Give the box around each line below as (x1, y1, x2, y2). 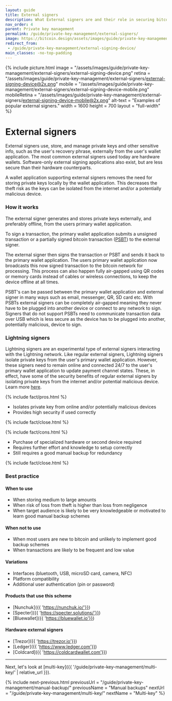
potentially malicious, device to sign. (5, 321, 82, 327)
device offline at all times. (5, 279, 59, 285)
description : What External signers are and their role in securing (5, 17, 155, 22)
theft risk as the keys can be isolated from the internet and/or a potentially (5, 185, 162, 192)
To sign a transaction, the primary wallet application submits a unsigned (5, 231, 157, 237)
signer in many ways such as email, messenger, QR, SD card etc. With (5, 294, 153, 300)
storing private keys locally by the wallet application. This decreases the (5, 180, 158, 186)
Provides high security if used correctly (12, 409, 96, 416)
